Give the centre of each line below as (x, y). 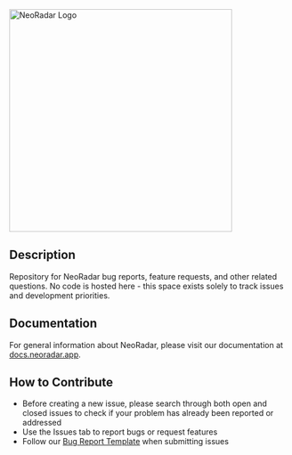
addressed (42, 423)
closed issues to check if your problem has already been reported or (148, 413)
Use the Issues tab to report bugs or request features (120, 432)
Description (42, 255)
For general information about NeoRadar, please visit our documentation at (146, 345)
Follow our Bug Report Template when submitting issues (126, 442)
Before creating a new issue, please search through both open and (144, 403)
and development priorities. (60, 295)
